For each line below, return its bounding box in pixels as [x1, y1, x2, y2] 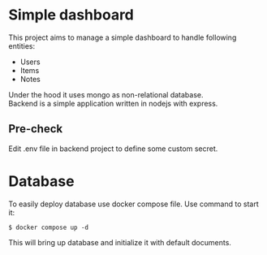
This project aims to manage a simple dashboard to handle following [8, 32, 237, 42]
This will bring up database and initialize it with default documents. [8, 237, 231, 247]
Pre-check [8, 122, 63, 136]
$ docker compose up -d [8, 223, 89, 231]
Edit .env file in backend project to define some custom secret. [8, 144, 218, 153]
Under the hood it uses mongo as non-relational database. [8, 89, 205, 99]
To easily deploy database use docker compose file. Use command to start [8, 199, 260, 209]
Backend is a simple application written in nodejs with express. [8, 98, 218, 108]
